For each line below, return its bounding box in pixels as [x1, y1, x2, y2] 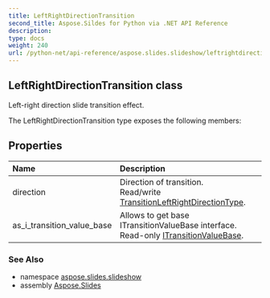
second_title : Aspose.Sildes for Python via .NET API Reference [8, 19, 228, 27]
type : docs [8, 34, 45, 43]
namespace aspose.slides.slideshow [19, 271, 142, 281]
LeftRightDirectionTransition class [8, 79, 183, 92]
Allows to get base [119, 210, 190, 221]
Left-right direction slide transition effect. [8, 100, 145, 109]
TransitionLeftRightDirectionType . [119, 196, 247, 207]
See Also [8, 254, 44, 265]
